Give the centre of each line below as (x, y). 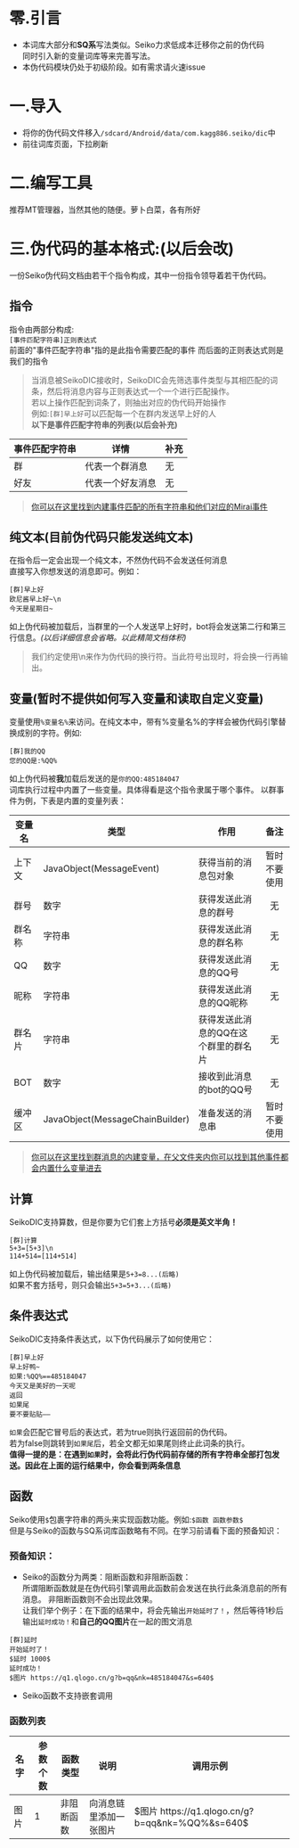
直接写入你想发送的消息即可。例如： (76, 571)
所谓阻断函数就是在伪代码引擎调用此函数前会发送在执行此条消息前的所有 (154, 1588)
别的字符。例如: (53, 733)
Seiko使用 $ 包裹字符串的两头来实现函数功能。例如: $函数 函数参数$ (126, 1519)
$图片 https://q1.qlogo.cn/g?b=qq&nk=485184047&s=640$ (112, 1678)
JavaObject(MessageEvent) (101, 868)
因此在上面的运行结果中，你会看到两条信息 (102, 1465)
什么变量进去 (78, 1168)
